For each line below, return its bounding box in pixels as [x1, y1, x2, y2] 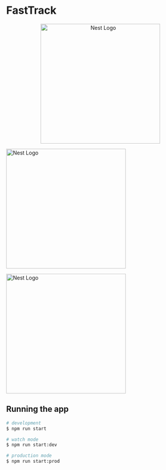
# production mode [6, 453, 52, 459]
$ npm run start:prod [6, 459, 60, 465]
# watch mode [6, 436, 39, 442]
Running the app [6, 404, 69, 414]
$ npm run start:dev [6, 442, 58, 448]
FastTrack [6, 4, 57, 17]
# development [6, 420, 42, 426]
